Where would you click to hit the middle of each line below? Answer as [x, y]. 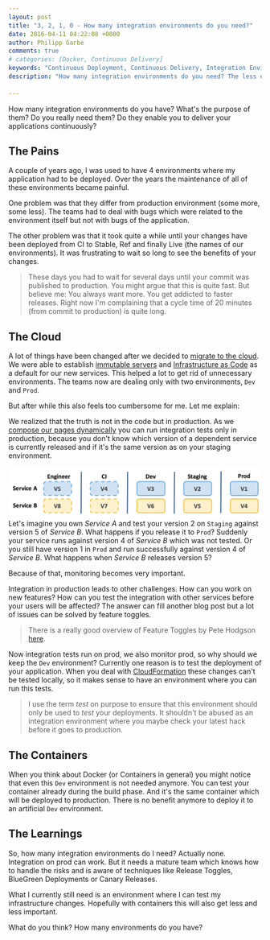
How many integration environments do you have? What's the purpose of [129, 109]
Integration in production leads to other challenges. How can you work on [130, 589]
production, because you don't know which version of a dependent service [133, 439]
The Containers [48, 755]
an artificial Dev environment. [56, 808]
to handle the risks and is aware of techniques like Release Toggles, [121, 870]
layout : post [30, 17]
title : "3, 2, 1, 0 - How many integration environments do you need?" [131, 25]
